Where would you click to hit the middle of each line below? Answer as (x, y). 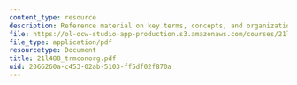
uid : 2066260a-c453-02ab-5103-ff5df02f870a (91, 67)
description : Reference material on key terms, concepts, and (126, 26)
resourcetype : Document (53, 50)
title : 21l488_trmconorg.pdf (63, 58)
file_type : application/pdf (61, 42)
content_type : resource (53, 17)
